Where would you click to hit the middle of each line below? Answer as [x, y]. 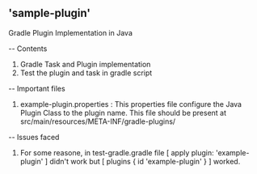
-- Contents [28, 49]
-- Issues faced [34, 137]
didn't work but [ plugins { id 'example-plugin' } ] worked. [145, 161]
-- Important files [37, 88]
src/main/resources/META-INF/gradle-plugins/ [98, 121]
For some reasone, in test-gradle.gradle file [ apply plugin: [117, 152]
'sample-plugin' [50, 13]
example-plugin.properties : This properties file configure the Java [131, 104]
